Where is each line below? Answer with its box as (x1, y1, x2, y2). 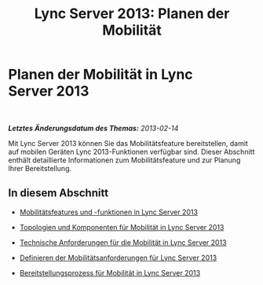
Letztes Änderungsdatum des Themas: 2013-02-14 (8, 123, 179, 133)
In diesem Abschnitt (8, 186, 108, 200)
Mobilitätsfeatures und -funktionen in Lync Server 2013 (19, 207, 199, 217)
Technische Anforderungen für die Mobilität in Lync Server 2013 (19, 237, 227, 247)
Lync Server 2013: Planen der (34, 5, 230, 23)
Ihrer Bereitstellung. (8, 163, 72, 173)
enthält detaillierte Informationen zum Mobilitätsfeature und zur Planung (8, 155, 241, 165)
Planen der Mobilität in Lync (8, 66, 194, 83)
